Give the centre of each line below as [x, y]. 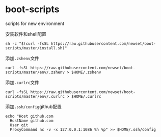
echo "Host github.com [29, 116]
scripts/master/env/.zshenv [35, 72]
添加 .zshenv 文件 [22, 58]
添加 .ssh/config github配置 [34, 106]
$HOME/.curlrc [86, 96]
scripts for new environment [35, 23]
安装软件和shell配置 [26, 34]
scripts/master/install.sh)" [36, 48]
